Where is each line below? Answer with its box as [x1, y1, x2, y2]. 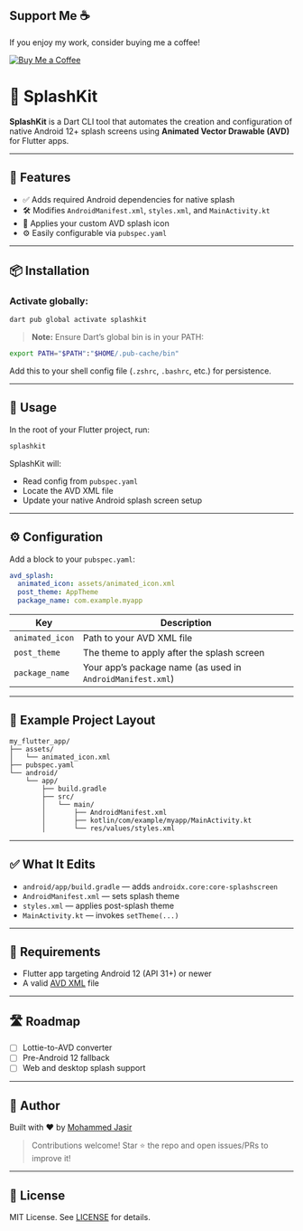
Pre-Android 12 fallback [22, 1053, 110, 1064]
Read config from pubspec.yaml [22, 475, 138, 487]
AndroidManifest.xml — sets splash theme [22, 890, 180, 901]
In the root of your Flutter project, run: [9, 424, 151, 435]
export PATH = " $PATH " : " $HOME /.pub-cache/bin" [9, 349, 179, 358]
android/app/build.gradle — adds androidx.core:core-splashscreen [22, 881, 278, 892]
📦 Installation [9, 262, 90, 279]
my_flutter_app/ [9, 736, 70, 745]
